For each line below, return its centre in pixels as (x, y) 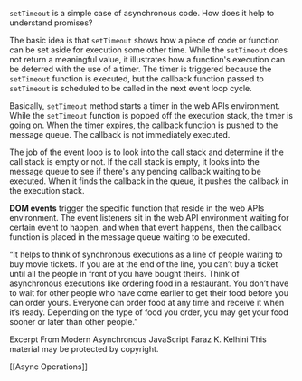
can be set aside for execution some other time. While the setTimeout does (148, 50)
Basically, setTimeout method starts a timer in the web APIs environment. (145, 106)
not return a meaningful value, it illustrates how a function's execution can (147, 59)
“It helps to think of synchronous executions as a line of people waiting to (146, 254)
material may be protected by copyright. (84, 349)
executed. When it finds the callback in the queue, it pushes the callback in (149, 181)
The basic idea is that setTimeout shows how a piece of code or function (145, 40)
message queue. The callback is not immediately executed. (120, 134)
